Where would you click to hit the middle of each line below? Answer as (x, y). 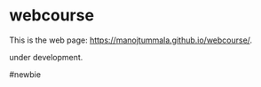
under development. (46, 57)
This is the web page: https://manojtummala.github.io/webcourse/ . (131, 40)
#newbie (25, 74)
